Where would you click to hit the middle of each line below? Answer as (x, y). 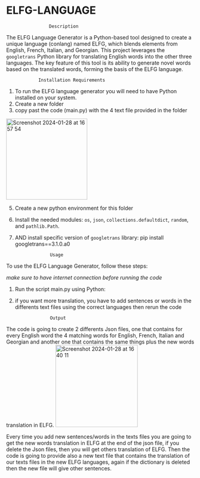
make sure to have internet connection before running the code (84, 277)
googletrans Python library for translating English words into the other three (99, 56)
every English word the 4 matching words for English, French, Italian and (95, 335)
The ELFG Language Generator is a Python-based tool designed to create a (99, 37)
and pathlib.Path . (37, 226)
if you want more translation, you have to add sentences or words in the (103, 301)
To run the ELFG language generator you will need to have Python (96, 91)
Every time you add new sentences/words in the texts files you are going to (99, 436)
